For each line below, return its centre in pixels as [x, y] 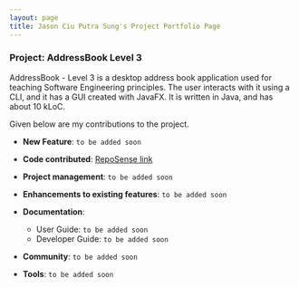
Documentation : [53, 211]
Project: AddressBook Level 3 [76, 58]
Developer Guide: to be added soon [102, 239]
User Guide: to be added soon [92, 229]
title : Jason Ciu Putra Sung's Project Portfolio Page [115, 26]
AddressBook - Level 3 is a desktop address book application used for [140, 77]
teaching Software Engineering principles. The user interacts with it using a [149, 87]
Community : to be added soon [80, 256]
